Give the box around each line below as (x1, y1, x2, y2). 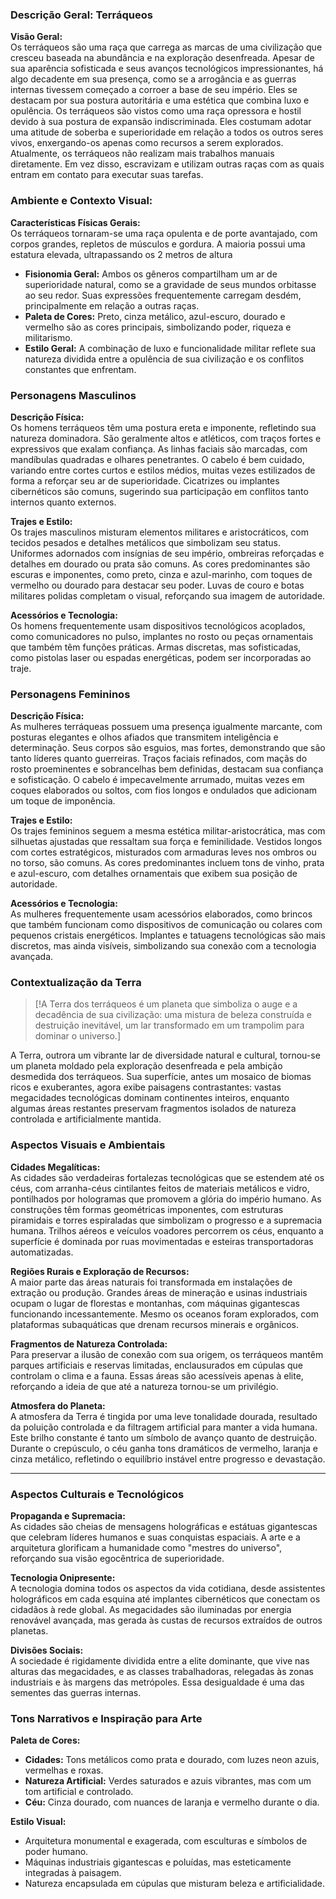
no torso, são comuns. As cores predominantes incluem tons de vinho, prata (10, 857, 325, 869)
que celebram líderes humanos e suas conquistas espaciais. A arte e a (10, 1531, 301, 1543)
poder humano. (24, 1846, 89, 1858)
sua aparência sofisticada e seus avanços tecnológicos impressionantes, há (10, 63, 324, 75)
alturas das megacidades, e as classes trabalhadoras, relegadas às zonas (10, 1666, 314, 1678)
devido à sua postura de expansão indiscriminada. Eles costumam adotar (10, 116, 312, 128)
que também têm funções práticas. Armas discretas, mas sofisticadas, (10, 641, 302, 653)
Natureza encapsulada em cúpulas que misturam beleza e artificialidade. (24, 1878, 325, 1890)
